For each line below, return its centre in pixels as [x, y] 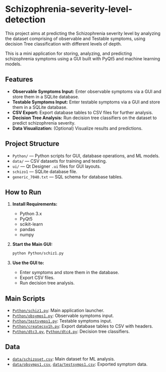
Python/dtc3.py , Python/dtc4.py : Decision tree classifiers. [71, 331]
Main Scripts [25, 299]
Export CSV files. [37, 278]
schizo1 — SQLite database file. [45, 171]
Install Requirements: [35, 204]
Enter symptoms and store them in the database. [69, 273]
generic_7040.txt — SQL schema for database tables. [67, 177]
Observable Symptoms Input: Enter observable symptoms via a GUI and [87, 91]
